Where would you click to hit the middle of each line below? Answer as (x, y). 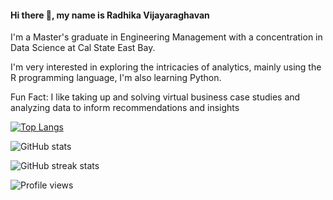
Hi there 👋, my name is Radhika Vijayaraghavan (110, 15)
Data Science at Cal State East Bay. (83, 48)
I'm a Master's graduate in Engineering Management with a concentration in (166, 37)
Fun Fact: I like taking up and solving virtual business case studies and (155, 97)
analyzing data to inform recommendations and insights (125, 108)
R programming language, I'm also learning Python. (116, 78)
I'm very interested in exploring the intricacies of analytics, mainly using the (166, 67)
